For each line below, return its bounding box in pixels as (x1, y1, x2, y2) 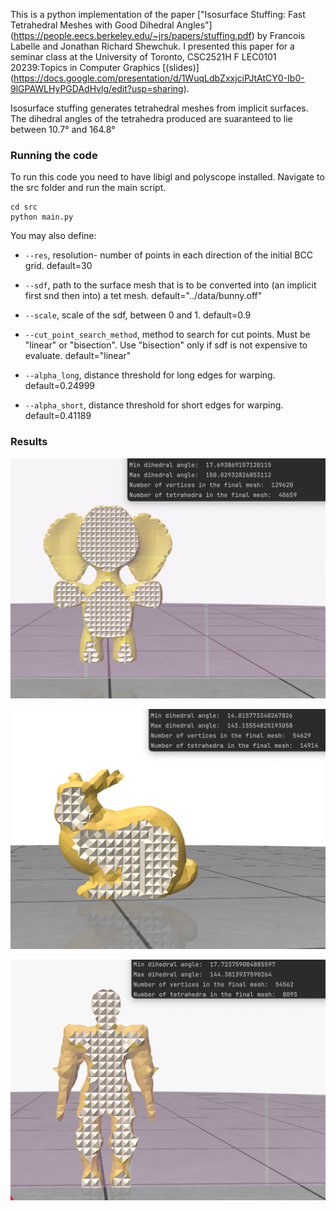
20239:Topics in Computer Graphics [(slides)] (10, 62, 200, 73)
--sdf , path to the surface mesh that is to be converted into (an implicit (24, 279, 317, 291)
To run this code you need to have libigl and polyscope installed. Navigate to (10, 171, 325, 183)
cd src (10, 202, 38, 213)
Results (10, 435, 48, 449)
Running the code (10, 148, 98, 162)
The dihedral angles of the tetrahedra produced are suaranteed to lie (10, 113, 293, 124)
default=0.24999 (24, 380, 95, 392)
